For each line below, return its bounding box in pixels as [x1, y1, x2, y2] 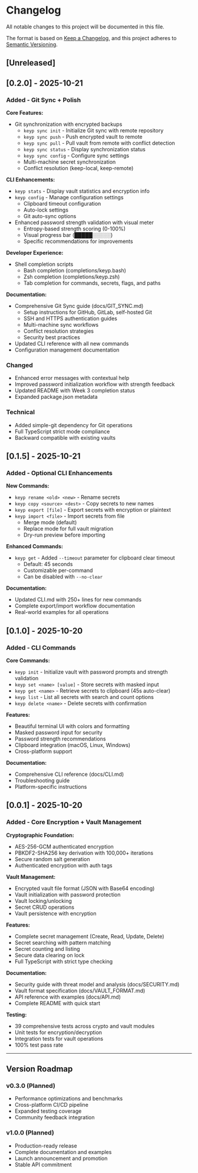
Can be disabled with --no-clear [23, 573, 103, 580]
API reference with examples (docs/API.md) [14, 993, 121, 1000]
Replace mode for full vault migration [23, 525, 114, 532]
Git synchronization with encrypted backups [14, 121, 123, 128]
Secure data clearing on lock [14, 951, 85, 958]
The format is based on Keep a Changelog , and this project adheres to [6, 34, 177, 41]
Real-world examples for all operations [14, 609, 109, 616]
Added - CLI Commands [6, 644, 76, 652]
